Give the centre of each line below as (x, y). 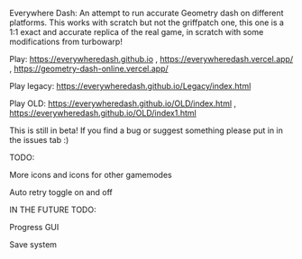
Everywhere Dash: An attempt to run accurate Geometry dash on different (146, 13)
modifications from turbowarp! (66, 41)
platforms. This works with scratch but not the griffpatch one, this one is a (146, 22)
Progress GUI (34, 227)
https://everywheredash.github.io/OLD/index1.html (103, 113)
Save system (33, 245)
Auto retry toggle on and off (61, 192)
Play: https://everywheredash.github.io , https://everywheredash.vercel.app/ (151, 59)
